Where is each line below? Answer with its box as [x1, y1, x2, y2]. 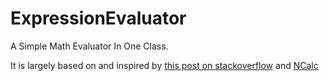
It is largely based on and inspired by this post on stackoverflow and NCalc [10, 59, 319, 71]
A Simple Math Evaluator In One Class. [10, 40, 169, 52]
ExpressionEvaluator [10, 7, 187, 30]
